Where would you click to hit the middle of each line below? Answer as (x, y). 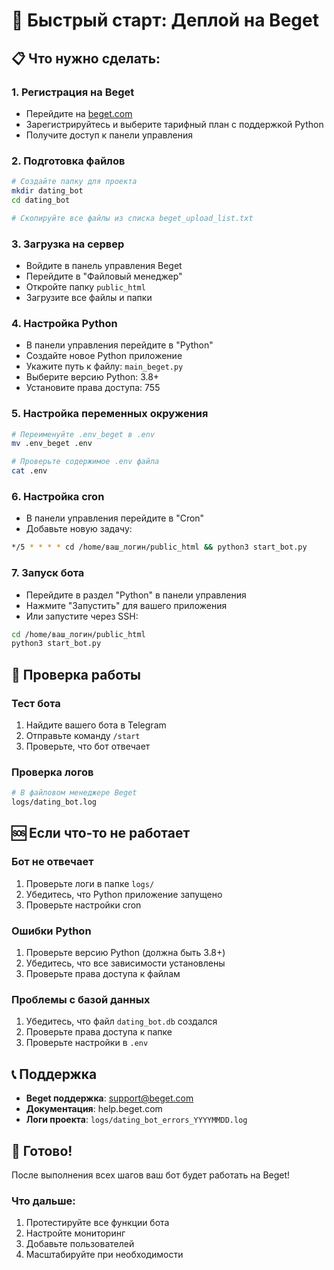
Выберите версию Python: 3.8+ (92, 377)
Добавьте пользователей (80, 1244)
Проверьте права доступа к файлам (103, 973)
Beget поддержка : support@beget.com (109, 1098)
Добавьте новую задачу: (79, 529)
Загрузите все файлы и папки (89, 297)
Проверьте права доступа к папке (99, 1032)
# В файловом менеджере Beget (74, 793)
